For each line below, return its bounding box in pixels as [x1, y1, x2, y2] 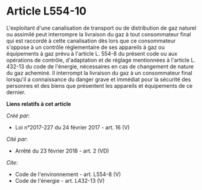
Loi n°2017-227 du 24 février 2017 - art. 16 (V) [15, 123, 130, 131]
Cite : [6, 159, 18, 166]
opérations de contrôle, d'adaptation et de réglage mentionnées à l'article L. [6, 56, 196, 64]
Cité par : [6, 135, 28, 143]
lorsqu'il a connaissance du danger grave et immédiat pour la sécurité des [6, 76, 191, 83]
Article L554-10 [6, 4, 86, 18]
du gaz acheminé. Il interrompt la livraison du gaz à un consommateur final [6, 69, 192, 76]
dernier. [6, 88, 26, 96]
